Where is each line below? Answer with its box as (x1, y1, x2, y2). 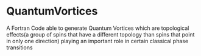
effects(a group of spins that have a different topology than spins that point (6, 30, 195, 38)
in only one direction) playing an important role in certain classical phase (6, 37, 189, 44)
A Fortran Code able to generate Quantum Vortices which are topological (6, 24, 189, 32)
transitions (6, 44, 33, 51)
